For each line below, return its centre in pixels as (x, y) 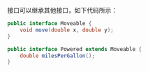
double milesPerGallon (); (58, 56)
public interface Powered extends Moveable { (74, 49)
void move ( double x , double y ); (67, 30)
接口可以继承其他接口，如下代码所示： (62, 10)
